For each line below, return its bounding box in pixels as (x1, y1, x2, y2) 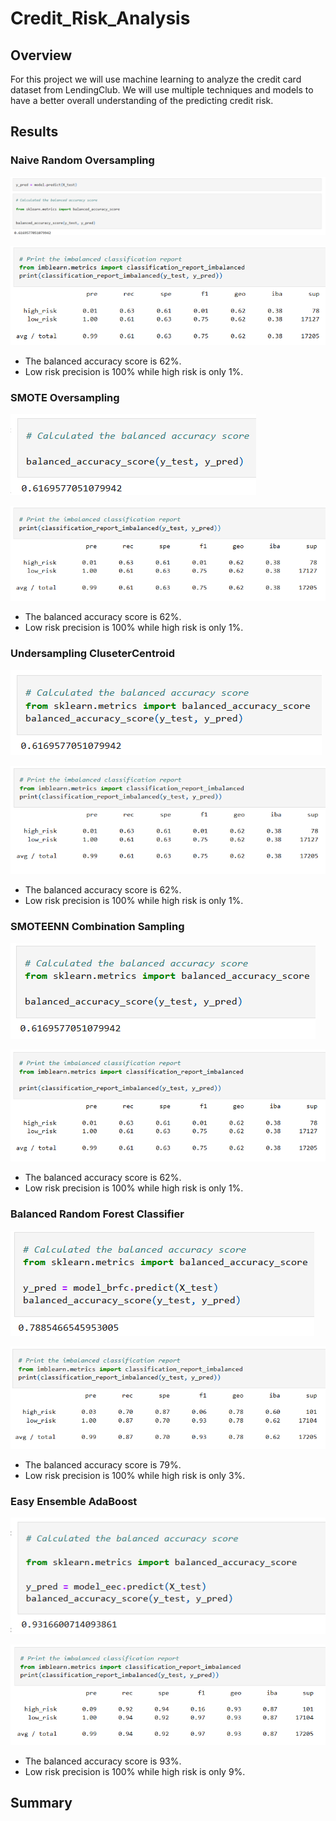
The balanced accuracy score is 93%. (24, 1755, 182, 1767)
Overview (10, 47, 73, 64)
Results (10, 123, 59, 141)
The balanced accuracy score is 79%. (24, 1458, 182, 1471)
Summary (10, 1795, 73, 1812)
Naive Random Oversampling (10, 153, 155, 167)
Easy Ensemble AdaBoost (10, 1494, 138, 1508)
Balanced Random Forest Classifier (10, 1207, 185, 1221)
